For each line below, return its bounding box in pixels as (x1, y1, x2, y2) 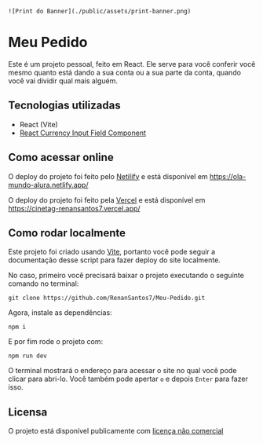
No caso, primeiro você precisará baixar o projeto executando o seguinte (8, 271, 245, 280)
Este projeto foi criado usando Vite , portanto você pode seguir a (8, 247, 216, 257)
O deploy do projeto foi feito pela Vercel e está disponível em (8, 195, 206, 204)
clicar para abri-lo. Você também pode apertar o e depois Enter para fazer (8, 374, 249, 384)
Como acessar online (8, 151, 114, 164)
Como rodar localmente (8, 226, 126, 240)
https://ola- (209, 171, 247, 181)
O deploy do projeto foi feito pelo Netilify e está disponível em (8, 171, 208, 181)
